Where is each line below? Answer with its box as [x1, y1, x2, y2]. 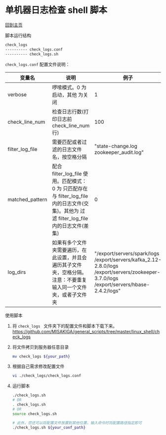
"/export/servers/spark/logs [94, 250, 160, 257]
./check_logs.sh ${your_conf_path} [12, 425, 86, 430]
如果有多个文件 [51, 239, 87, 246]
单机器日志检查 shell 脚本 [5, 4, 108, 16]
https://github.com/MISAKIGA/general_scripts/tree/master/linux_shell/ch [12, 328, 160, 334]
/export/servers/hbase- [94, 281, 150, 288]
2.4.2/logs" [94, 287, 121, 294]
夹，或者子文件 [51, 291, 87, 298]
